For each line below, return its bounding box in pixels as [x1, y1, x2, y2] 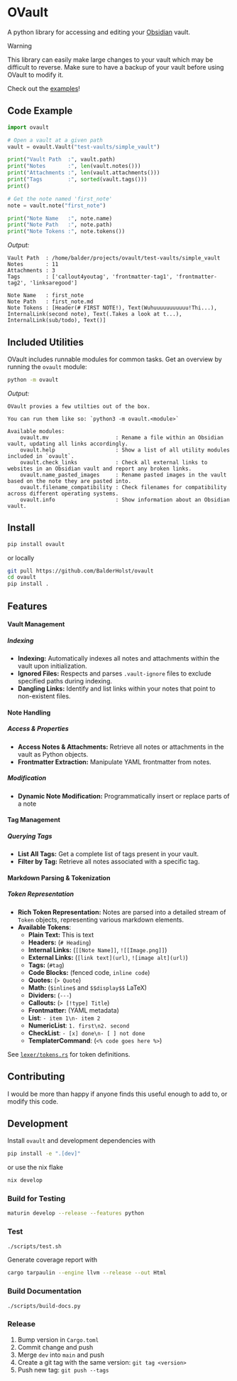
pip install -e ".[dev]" [7, 1150, 81, 1158]
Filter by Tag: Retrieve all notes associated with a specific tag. [17, 858, 200, 866]
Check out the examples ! [7, 84, 80, 92]
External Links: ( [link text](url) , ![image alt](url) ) [28, 953, 188, 961]
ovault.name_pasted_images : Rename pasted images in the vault [20, 471, 227, 479]
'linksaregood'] [29, 279, 78, 287]
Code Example [7, 105, 73, 117]
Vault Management [7, 620, 65, 629]
